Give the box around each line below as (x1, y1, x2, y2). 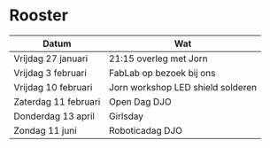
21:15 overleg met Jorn (109, 52, 208, 65)
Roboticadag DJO (109, 124, 183, 136)
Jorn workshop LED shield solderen (109, 81, 258, 93)
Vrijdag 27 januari (13, 52, 89, 65)
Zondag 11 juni (13, 124, 77, 136)
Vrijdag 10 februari (13, 81, 93, 93)
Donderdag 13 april (13, 110, 96, 122)
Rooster (9, 5, 69, 26)
